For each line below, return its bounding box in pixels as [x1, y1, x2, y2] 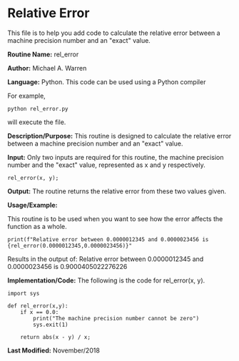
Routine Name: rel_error [7, 50, 79, 59]
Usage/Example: [7, 200, 58, 209]
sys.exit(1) [33, 321, 69, 328]
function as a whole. [7, 222, 68, 230]
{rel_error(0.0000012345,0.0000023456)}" [7, 242, 133, 249]
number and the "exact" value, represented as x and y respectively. [7, 161, 205, 169]
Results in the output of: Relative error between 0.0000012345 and [7, 255, 204, 263]
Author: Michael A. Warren [7, 63, 87, 72]
